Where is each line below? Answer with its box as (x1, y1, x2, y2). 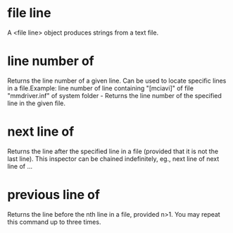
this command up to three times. (7, 217, 101, 226)
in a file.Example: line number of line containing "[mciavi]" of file (7, 83, 194, 92)
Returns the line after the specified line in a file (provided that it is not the (7, 147, 219, 155)
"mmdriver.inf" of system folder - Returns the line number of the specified (7, 91, 222, 100)
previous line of (7, 187, 101, 203)
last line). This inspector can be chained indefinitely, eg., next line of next (7, 154, 220, 163)
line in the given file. (7, 99, 65, 107)
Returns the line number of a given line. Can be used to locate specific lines (7, 76, 227, 85)
